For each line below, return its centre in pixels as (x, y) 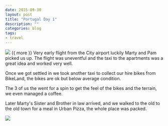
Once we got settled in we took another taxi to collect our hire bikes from (80, 73)
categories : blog (23, 29)
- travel (14, 38)
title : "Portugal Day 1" (31, 19)
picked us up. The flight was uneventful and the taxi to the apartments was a (84, 58)
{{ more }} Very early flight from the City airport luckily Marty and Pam (84, 53)
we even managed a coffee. (34, 93)
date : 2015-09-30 (23, 10)
